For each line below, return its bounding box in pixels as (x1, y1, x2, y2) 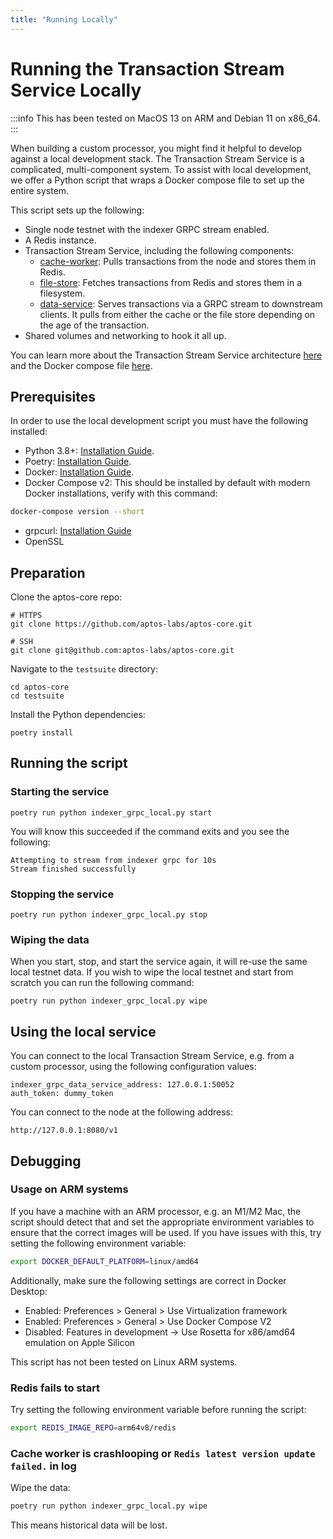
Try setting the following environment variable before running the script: (10, 1404, 307, 1416)
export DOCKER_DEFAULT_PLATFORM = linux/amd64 (10, 1256, 199, 1266)
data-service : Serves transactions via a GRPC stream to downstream (39, 297, 323, 310)
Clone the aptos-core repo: (10, 591, 123, 603)
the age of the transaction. (39, 319, 150, 331)
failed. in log (10, 1459, 77, 1473)
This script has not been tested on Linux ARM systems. (10, 1356, 238, 1368)
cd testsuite (10, 691, 65, 701)
